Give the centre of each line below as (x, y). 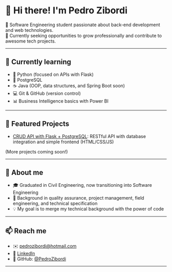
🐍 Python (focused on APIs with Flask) (53, 74)
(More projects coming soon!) (37, 151)
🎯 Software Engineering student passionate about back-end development (83, 25)
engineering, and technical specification (55, 203)
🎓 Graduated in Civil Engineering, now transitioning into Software (82, 185)
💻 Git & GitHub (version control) (47, 93)
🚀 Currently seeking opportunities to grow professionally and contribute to (84, 35)
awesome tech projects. (31, 41)
